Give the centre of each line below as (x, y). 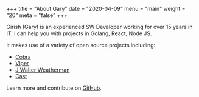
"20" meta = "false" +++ (37, 15)
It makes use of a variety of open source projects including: (81, 45)
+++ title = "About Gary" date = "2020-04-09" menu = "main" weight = (96, 9)
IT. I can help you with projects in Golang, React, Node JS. (79, 33)
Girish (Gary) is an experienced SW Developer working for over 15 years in (100, 27)
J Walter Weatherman (42, 70)
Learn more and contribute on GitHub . (54, 88)
